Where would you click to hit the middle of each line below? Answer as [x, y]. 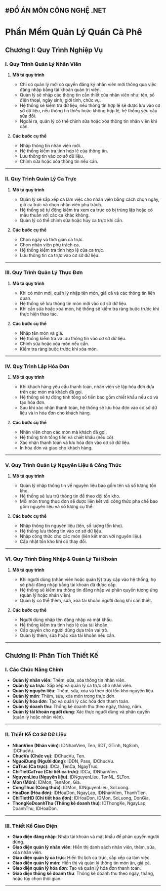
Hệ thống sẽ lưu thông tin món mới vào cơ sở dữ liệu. [73, 303]
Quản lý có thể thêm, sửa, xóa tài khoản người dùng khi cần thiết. [86, 600]
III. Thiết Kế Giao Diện [31, 826]
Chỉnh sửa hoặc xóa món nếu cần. [54, 344]
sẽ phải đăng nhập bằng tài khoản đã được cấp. [68, 584]
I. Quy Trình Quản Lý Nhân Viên [43, 64]
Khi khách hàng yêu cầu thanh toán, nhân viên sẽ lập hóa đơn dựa [87, 387]
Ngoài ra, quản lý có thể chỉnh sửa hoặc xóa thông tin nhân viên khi [88, 121]
